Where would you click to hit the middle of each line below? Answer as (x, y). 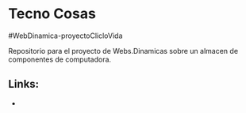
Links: (24, 84)
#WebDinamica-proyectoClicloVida (65, 36)
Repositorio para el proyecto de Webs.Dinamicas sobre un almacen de (123, 51)
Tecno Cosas (52, 14)
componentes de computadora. (60, 59)
